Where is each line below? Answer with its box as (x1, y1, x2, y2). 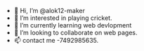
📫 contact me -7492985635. (13, 37, 99, 44)
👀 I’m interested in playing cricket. (13, 14, 112, 22)
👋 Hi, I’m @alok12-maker (13, 7, 86, 14)
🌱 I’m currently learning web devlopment (13, 21, 132, 29)
